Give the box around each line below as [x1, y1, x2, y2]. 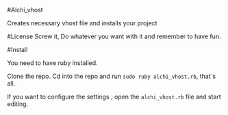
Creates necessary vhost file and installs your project [7, 19, 157, 27]
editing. [7, 100, 29, 108]
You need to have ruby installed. [7, 59, 98, 67]
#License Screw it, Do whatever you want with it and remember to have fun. [7, 32, 221, 40]
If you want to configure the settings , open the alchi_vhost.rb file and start [7, 92, 221, 101]
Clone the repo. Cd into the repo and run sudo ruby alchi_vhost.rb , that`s [7, 72, 216, 80]
